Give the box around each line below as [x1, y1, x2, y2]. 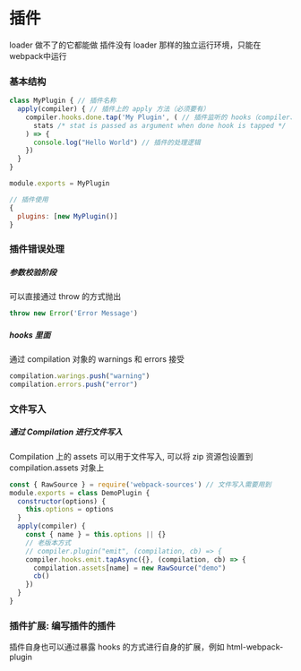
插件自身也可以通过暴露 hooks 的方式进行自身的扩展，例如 [9, 641, 226, 652]
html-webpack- [226, 641, 284, 652]
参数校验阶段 [9, 267, 56, 278]
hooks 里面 [9, 329, 51, 340]
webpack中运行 [9, 50, 67, 61]
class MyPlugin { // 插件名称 [9, 96, 116, 106]
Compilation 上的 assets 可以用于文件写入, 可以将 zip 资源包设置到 [9, 451, 254, 461]
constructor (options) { [17, 496, 106, 506]
